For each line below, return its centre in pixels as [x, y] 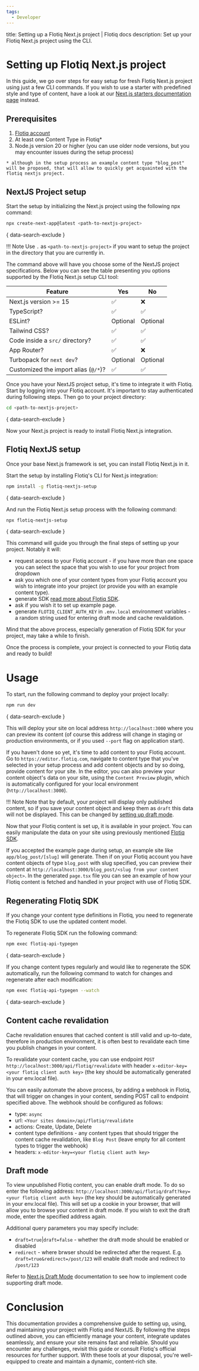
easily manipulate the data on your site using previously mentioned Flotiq [96, 833]
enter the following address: [40, 1191]
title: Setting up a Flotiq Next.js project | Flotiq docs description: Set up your [99, 34]
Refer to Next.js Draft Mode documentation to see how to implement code [97, 1277]
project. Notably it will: [34, 550]
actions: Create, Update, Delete [53, 1127]
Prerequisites [31, 119]
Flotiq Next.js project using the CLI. [49, 41]
